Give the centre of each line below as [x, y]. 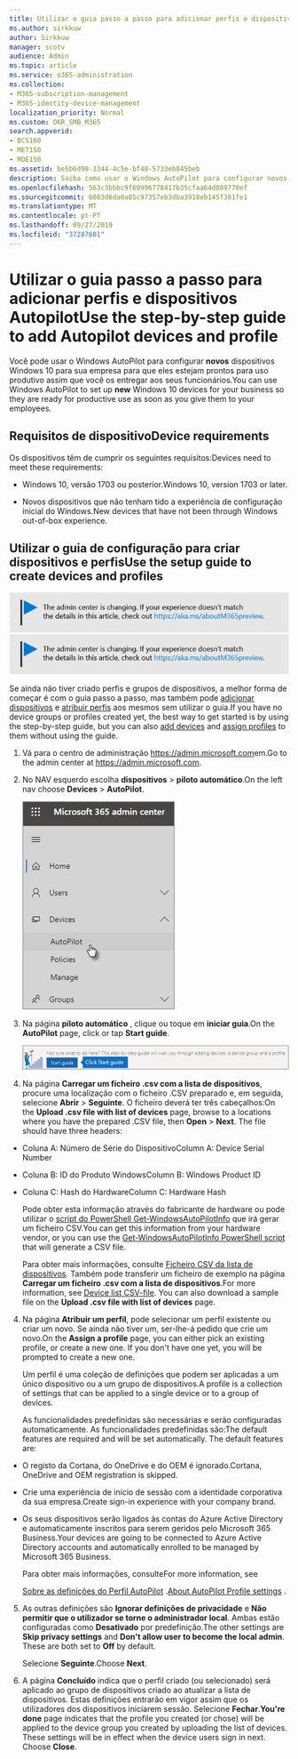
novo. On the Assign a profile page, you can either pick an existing [143, 1338]
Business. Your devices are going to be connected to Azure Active [142, 1538]
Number [37, 1158]
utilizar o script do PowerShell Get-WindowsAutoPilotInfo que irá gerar [150, 1219]
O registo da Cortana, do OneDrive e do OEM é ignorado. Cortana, [142, 1466]
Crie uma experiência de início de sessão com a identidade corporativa [152, 1492]
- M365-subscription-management [69, 93]
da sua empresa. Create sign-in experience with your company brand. [149, 1502]
